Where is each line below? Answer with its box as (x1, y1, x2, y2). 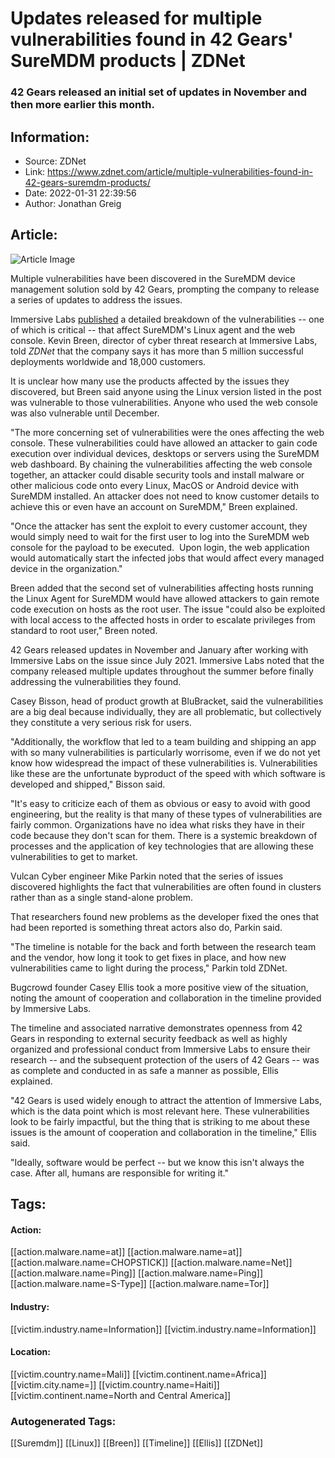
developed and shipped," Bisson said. (10, 778, 166, 790)
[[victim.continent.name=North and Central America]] (10, 1389, 232, 1401)
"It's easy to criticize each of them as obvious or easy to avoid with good (10, 797, 311, 809)
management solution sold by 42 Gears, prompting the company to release (10, 283, 320, 295)
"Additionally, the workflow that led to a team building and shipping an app (10, 735, 317, 747)
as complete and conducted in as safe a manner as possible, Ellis (10, 1064, 279, 1076)
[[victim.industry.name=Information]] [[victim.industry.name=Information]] (10, 1323, 317, 1335)
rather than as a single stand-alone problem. (10, 891, 194, 903)
